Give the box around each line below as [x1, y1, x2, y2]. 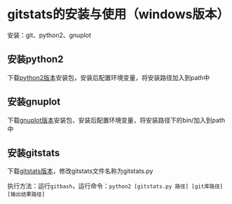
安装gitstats [7, 147, 60, 158]
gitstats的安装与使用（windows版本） [7, 6, 230, 22]
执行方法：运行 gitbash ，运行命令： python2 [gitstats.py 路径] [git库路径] [7, 182, 224, 190]
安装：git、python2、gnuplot [7, 31, 92, 39]
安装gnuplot [7, 96, 61, 108]
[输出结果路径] [7, 191, 46, 198]
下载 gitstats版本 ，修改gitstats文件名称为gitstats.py [7, 167, 153, 175]
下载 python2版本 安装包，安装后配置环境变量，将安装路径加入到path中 [7, 73, 210, 81]
